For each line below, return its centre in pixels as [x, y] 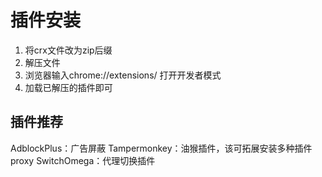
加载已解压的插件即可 [68, 87]
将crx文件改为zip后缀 [68, 50]
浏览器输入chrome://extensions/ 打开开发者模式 [123, 75]
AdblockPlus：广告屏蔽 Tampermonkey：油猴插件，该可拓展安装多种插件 [161, 148]
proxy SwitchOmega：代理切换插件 [83, 160]
